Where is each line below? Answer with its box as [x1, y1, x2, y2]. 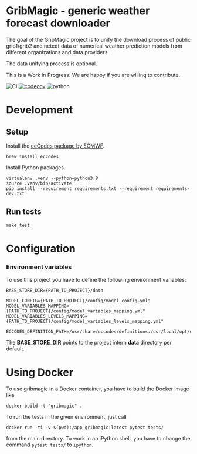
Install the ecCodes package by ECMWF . [6, 142, 105, 149]
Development [6, 104, 73, 117]
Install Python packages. [6, 163, 66, 171]
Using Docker [6, 366, 74, 379]
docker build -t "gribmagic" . [6, 403, 83, 409]
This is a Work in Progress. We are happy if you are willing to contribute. [6, 71, 181, 78]
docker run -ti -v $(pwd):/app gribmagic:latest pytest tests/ [6, 425, 164, 430]
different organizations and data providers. [6, 48, 110, 55]
